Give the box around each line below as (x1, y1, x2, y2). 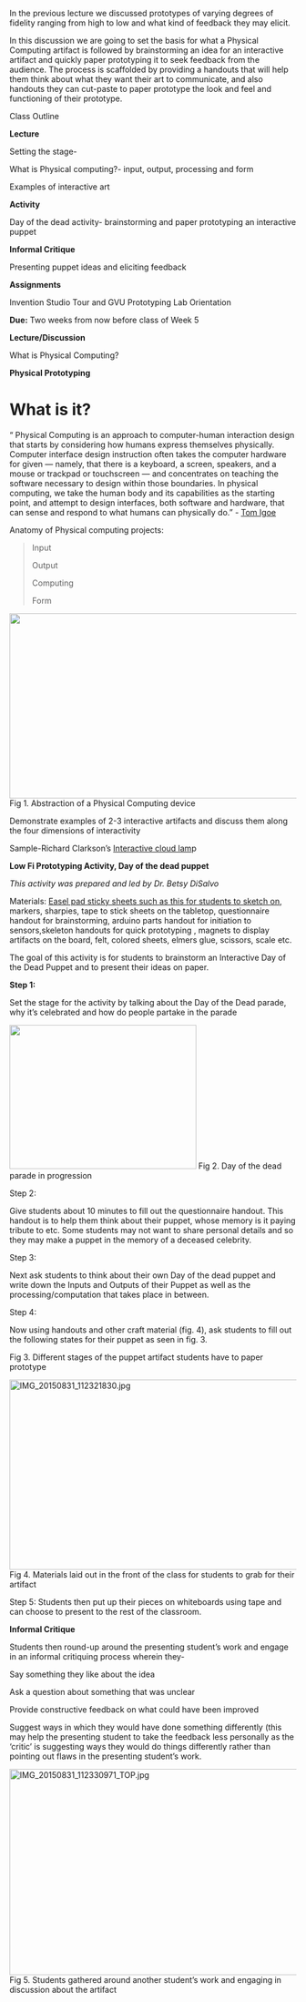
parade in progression (9, 1170, 93, 1181)
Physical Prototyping (9, 368, 91, 378)
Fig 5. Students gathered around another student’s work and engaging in (9, 1974, 282, 1985)
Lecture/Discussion (9, 332, 86, 342)
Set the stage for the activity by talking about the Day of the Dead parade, (9, 997, 287, 1008)
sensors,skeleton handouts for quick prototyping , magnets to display (9, 924, 270, 936)
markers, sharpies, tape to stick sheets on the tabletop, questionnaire (9, 905, 270, 916)
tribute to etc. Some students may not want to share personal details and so (9, 1225, 294, 1236)
